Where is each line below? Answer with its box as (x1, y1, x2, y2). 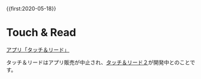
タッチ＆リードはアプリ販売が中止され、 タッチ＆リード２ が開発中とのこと (6, 59, 190, 66)
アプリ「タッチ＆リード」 (6, 46, 70, 53)
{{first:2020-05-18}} (6, 5, 56, 12)
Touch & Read (6, 26, 76, 39)
